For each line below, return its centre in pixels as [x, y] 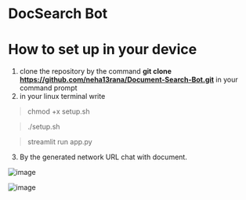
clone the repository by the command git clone [96, 71]
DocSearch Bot [58, 14]
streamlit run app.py [60, 142]
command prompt [48, 88]
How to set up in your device [103, 50]
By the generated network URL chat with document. [103, 157]
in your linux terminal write [62, 96]
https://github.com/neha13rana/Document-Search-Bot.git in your [128, 80]
